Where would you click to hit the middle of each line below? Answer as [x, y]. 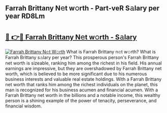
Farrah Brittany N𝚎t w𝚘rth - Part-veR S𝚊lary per [82, 8]
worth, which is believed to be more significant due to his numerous [76, 74]
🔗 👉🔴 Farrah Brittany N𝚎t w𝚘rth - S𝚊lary [71, 37]
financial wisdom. [24, 106]
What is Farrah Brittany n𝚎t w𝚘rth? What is [111, 52]
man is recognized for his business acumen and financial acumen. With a [82, 90]
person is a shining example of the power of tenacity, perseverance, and [81, 101]
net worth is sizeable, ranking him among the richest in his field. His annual [83, 63]
